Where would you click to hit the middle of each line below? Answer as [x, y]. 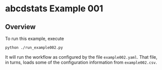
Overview [21, 27]
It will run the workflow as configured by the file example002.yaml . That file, [81, 57]
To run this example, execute [35, 38]
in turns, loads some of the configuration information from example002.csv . [81, 62]
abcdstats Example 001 [54, 9]
